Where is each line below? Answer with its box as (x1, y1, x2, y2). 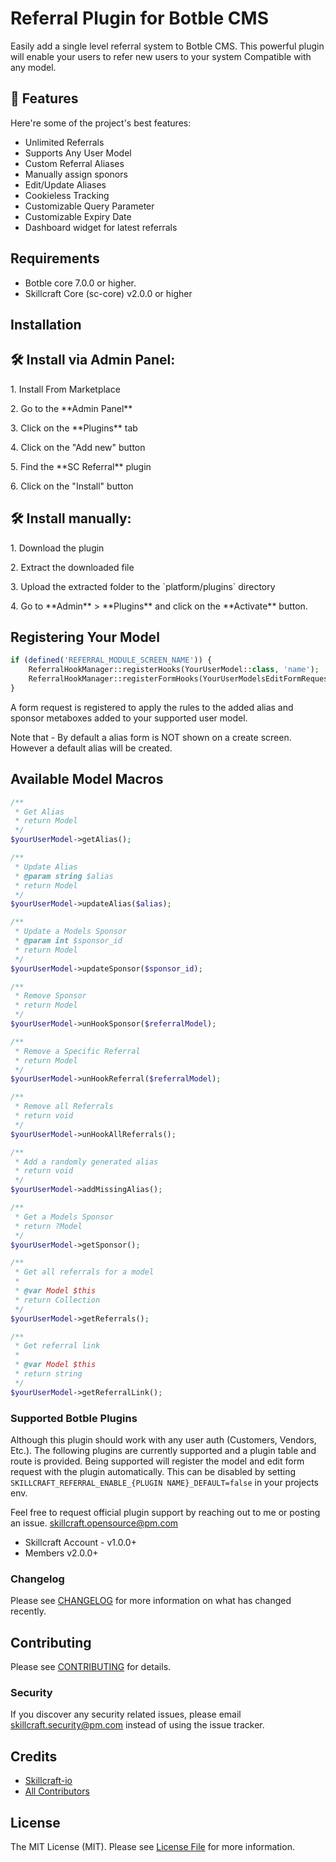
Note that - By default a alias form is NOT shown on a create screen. (10, 731, 292, 743)
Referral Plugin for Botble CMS (10, 7, 269, 30)
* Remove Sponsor (14, 991, 87, 1001)
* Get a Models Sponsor (14, 1212, 114, 1222)
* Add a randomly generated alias (14, 1157, 159, 1167)
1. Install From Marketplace (10, 383, 121, 395)
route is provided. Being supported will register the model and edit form (10, 1455, 305, 1467)
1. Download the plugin (10, 542, 105, 554)
